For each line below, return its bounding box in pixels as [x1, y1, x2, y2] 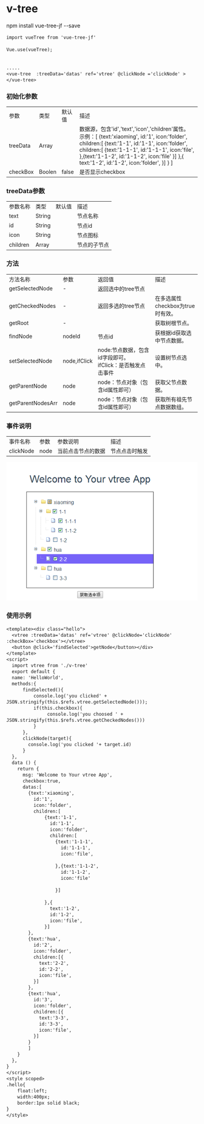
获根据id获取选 [154, 329, 192, 336]
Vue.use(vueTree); [6, 46, 53, 53]
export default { [12, 669, 56, 675]
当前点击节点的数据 [57, 447, 106, 454]
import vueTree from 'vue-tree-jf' [6, 34, 97, 41]
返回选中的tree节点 [98, 285, 146, 292]
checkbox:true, [22, 778, 61, 784]
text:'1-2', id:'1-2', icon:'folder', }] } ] [79, 159, 173, 166]
